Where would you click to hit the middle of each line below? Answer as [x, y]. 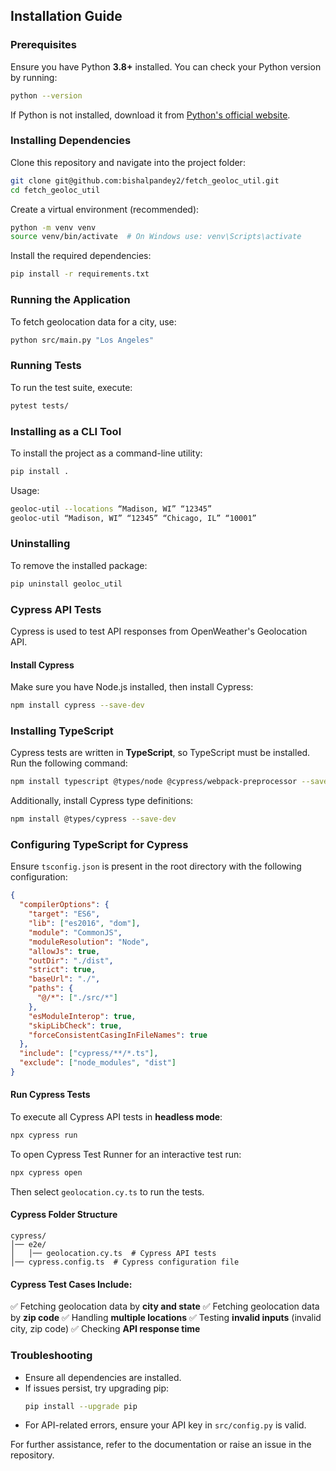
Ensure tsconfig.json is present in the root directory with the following [156, 866]
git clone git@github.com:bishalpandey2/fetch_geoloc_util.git [145, 180]
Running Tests [46, 366]
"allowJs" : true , [64, 951]
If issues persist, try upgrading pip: [97, 1388]
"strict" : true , [62, 970]
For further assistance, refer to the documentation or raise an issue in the [161, 1445]
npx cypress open [46, 1172]
